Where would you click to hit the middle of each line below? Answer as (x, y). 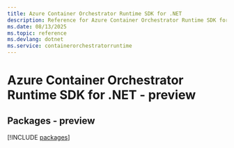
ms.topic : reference (37, 33)
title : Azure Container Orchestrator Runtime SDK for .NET (95, 14)
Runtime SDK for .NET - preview (102, 95)
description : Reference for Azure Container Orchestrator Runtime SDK (112, 20)
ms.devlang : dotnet (36, 40)
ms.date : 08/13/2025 (37, 26)
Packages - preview (51, 121)
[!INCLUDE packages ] (39, 137)
